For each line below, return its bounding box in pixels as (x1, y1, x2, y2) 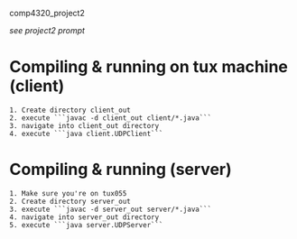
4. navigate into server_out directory (9, 212, 160, 222)
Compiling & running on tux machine (9, 57, 289, 78)
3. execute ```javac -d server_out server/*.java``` (9, 205, 212, 214)
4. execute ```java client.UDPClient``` (9, 129, 164, 138)
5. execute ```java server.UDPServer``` (9, 220, 164, 229)
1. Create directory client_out (9, 106, 131, 115)
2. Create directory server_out (9, 197, 131, 206)
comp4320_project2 (9, 8, 86, 18)
